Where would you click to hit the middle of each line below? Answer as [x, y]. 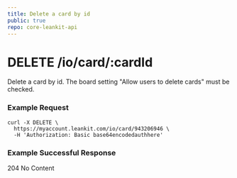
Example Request [38, 108]
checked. [21, 89]
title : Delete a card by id [49, 14]
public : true [27, 21]
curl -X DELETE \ [33, 122]
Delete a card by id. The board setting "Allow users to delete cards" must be [118, 82]
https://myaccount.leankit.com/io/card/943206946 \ [92, 128]
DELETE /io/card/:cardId [80, 62]
